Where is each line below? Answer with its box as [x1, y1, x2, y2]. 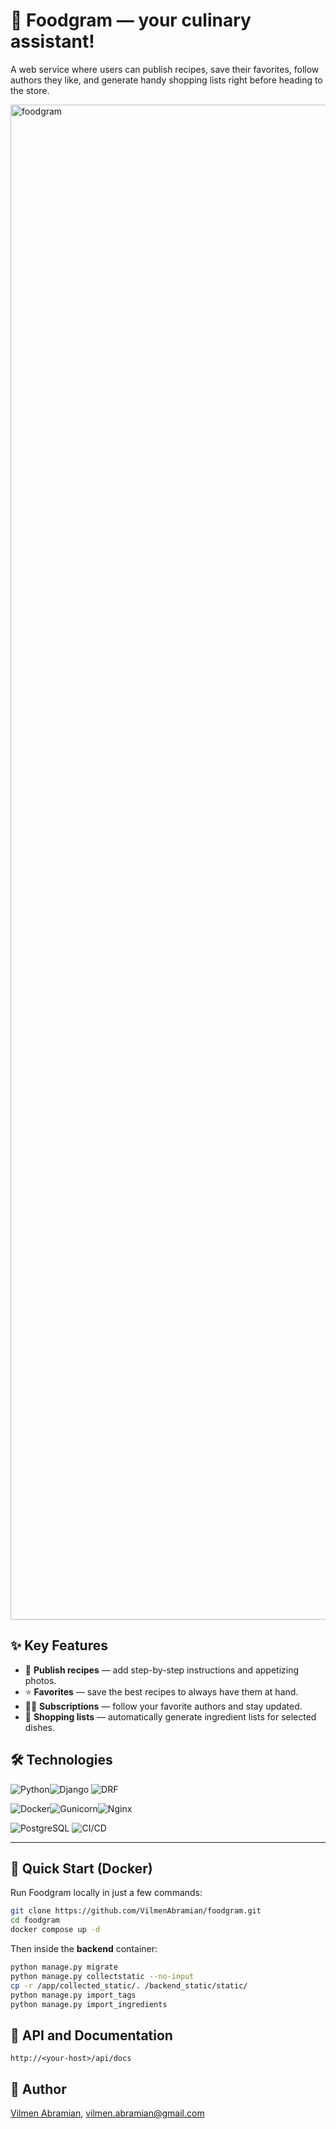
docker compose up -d [10, 1925, 101, 1935]
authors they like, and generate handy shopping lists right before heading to [10, 74, 323, 86]
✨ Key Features [10, 1637, 108, 1654]
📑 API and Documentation [10, 2027, 173, 2044]
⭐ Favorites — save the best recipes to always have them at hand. [24, 1685, 299, 1698]
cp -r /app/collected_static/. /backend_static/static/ [10, 1980, 248, 1991]
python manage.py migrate [10, 1962, 118, 1972]
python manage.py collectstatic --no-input [10, 1971, 195, 1981]
